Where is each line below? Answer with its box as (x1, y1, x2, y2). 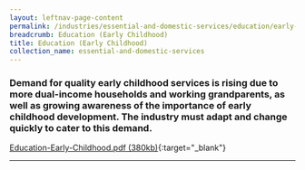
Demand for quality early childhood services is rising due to (9, 77, 279, 90)
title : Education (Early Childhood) (9, 38, 148, 48)
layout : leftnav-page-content (9, 13, 124, 23)
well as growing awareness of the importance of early (9, 99, 251, 112)
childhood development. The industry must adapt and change (9, 110, 288, 123)
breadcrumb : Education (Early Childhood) (9, 30, 169, 39)
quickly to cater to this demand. (9, 122, 152, 135)
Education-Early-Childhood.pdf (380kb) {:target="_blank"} (9, 142, 227, 154)
